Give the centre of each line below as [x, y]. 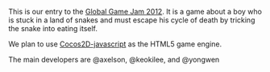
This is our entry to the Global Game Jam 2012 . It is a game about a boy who [135, 12]
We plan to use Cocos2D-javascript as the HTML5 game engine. [115, 44]
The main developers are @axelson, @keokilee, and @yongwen [114, 60]
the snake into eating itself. [53, 28]
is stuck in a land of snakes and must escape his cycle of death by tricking [132, 20]
